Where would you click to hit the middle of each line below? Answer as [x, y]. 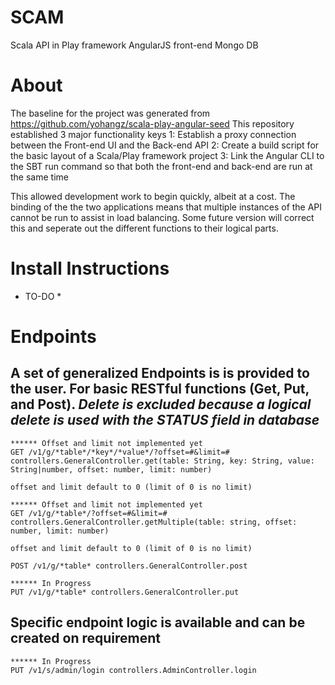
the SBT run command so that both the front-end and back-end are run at [161, 166]
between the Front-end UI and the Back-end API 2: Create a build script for [165, 145]
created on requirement [85, 638]
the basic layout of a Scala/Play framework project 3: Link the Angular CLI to [167, 155]
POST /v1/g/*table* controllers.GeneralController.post [129, 566]
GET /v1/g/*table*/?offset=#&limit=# [89, 513]
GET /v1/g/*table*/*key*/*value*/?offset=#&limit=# [120, 452]
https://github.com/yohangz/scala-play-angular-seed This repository [152, 123]
